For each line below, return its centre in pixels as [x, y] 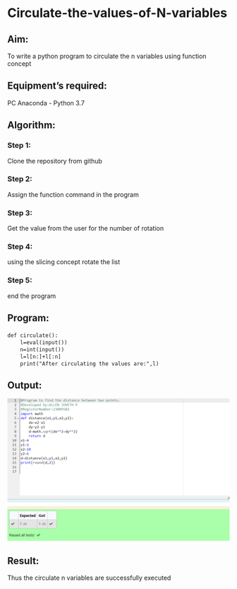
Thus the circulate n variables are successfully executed [89, 578]
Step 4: [20, 247]
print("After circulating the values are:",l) [90, 364]
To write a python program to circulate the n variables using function [107, 56]
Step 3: [20, 212]
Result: [23, 561]
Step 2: [20, 179]
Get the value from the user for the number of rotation [86, 229]
